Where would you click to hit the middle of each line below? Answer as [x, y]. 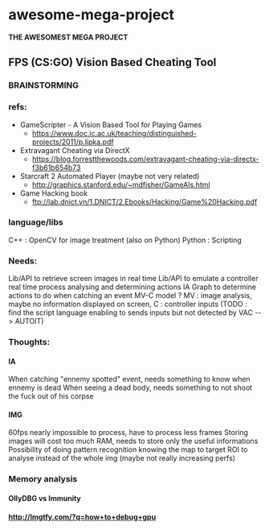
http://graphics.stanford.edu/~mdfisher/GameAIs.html [121, 184]
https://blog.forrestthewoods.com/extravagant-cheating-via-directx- [145, 159]
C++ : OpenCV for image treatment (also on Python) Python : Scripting [125, 240]
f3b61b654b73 [56, 168]
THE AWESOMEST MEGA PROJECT [68, 37]
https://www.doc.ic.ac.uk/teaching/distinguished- [114, 133]
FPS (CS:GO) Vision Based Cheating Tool [112, 62]
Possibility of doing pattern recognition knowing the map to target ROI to [128, 449]
